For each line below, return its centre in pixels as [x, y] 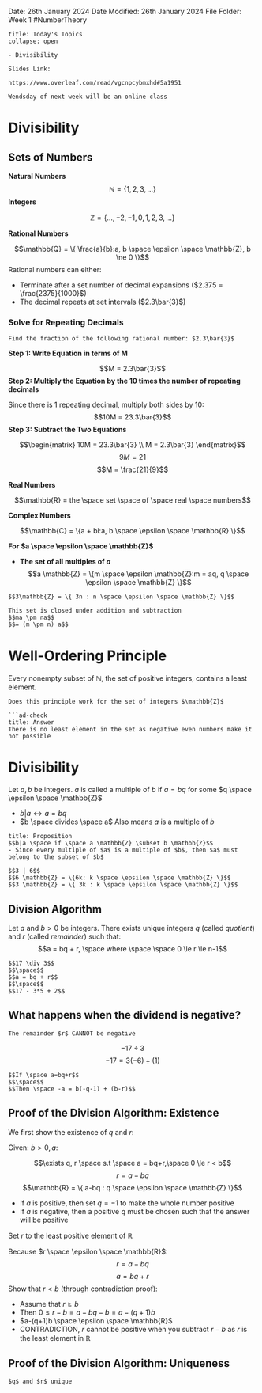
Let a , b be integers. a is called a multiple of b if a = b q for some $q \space [130, 790]
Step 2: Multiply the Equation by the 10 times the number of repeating [124, 381]
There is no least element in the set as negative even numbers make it [130, 730]
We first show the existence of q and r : [71, 1132]
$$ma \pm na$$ [32, 618]
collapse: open [33, 41]
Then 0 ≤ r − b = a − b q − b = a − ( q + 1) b [87, 1312]
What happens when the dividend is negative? [125, 1015]
